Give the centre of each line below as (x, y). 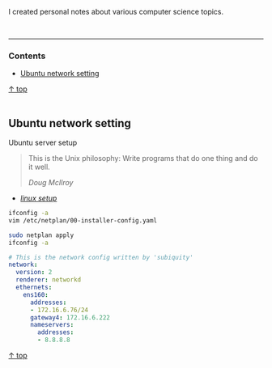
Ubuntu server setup (43, 143)
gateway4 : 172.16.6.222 (70, 317)
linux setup (38, 198)
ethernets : (34, 288)
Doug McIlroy (51, 183)
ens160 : (36, 294)
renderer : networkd (49, 280)
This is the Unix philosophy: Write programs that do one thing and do (143, 159)
